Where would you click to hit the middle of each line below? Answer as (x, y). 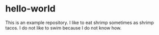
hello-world (31, 9)
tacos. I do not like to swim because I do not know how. (63, 27)
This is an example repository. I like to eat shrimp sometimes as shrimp (80, 22)
